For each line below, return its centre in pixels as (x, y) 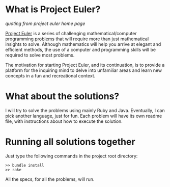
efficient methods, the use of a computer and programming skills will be (81, 49)
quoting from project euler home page (45, 23)
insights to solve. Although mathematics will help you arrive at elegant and (83, 44)
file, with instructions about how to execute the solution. (64, 121)
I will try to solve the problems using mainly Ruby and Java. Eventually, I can (85, 110)
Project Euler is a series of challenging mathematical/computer (71, 33)
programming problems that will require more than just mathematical (77, 39)
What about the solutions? (62, 97)
